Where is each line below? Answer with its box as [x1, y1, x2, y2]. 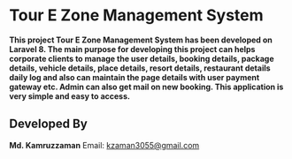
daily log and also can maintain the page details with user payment [9, 72, 260, 82]
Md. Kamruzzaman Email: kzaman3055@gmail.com [9, 140, 200, 150]
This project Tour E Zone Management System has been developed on [9, 34, 273, 45]
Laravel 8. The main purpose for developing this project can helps [9, 43, 256, 54]
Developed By [9, 117, 88, 132]
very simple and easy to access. [9, 90, 131, 102]
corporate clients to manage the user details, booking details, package [9, 53, 274, 64]
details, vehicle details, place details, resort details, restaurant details [9, 63, 272, 73]
